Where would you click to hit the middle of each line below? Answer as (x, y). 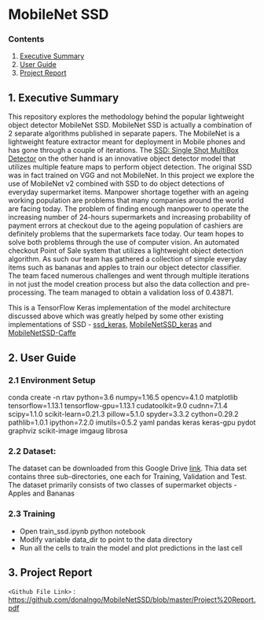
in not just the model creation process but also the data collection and (121, 284)
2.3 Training (32, 514)
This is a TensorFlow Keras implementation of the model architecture (119, 308)
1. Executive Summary (64, 97)
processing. (27, 292)
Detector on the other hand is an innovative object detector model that (122, 158)
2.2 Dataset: (32, 451)
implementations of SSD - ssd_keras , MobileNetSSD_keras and (110, 325)
